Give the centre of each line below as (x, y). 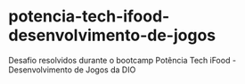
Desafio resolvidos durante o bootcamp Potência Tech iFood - (122, 60)
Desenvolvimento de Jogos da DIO (72, 70)
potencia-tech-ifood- (89, 17)
